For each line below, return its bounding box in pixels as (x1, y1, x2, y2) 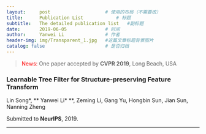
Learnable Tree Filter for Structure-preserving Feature (6, 75, 172, 83)
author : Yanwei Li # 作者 (6, 32, 120, 38)
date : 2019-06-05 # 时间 (6, 26, 120, 32)
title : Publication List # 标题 (6, 15, 131, 21)
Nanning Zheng (6, 103, 46, 111)
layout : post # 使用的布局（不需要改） (6, 9, 161, 15)
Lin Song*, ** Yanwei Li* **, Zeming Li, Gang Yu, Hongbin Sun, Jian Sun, (6, 97, 188, 104)
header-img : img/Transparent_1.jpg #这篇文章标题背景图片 (6, 37, 154, 43)
